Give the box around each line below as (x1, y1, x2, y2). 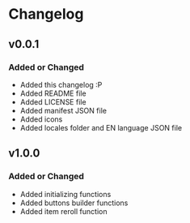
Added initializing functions (19, 189, 112, 199)
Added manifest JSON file (19, 105, 108, 115)
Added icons (19, 114, 63, 124)
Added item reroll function (19, 206, 108, 216)
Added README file (19, 88, 87, 98)
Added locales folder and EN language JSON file (19, 122, 183, 132)
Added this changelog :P (19, 79, 103, 89)
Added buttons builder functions (19, 198, 129, 208)
